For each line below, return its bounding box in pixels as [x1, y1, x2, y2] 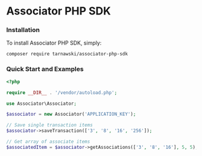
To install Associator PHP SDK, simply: [6, 39, 102, 46]
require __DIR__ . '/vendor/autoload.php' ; [6, 89, 118, 96]
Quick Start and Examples [6, 65, 84, 73]
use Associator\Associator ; [6, 101, 77, 107]
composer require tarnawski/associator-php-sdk [6, 51, 128, 57]
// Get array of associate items [6, 139, 90, 145]
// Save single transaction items [6, 122, 93, 128]
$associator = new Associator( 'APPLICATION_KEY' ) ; [6, 111, 136, 117]
